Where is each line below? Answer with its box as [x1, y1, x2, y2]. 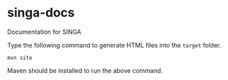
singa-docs [7, 5, 75, 21]
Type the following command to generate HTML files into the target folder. [7, 41, 221, 49]
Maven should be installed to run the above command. [7, 66, 163, 74]
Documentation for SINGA [7, 28, 82, 36]
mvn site [7, 54, 33, 61]
